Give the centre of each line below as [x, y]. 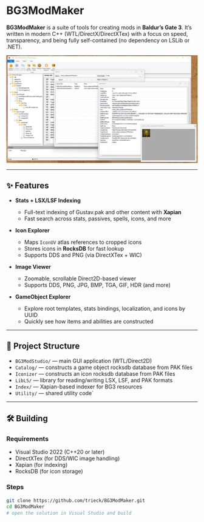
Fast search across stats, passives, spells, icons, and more [97, 219]
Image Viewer [33, 266]
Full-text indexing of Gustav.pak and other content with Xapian [103, 212]
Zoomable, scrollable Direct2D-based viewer [80, 278]
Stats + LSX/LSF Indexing [48, 200]
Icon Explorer [32, 230]
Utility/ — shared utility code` [54, 393]
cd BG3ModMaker [25, 507]
